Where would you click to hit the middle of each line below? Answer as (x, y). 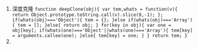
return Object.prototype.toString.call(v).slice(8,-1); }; (88, 15)
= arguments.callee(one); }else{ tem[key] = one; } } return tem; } (100, 36)
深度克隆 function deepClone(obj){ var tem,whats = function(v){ (95, 9)
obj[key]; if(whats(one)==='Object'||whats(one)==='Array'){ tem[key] (102, 30)
